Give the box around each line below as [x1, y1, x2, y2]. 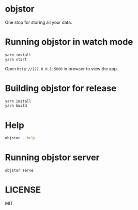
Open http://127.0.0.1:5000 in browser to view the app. [5, 65, 118, 71]
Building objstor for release [5, 82, 117, 94]
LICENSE [5, 184, 41, 195]
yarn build [5, 103, 27, 108]
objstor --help [5, 136, 36, 141]
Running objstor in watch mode [5, 36, 133, 48]
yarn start [5, 57, 27, 62]
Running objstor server [5, 152, 100, 163]
